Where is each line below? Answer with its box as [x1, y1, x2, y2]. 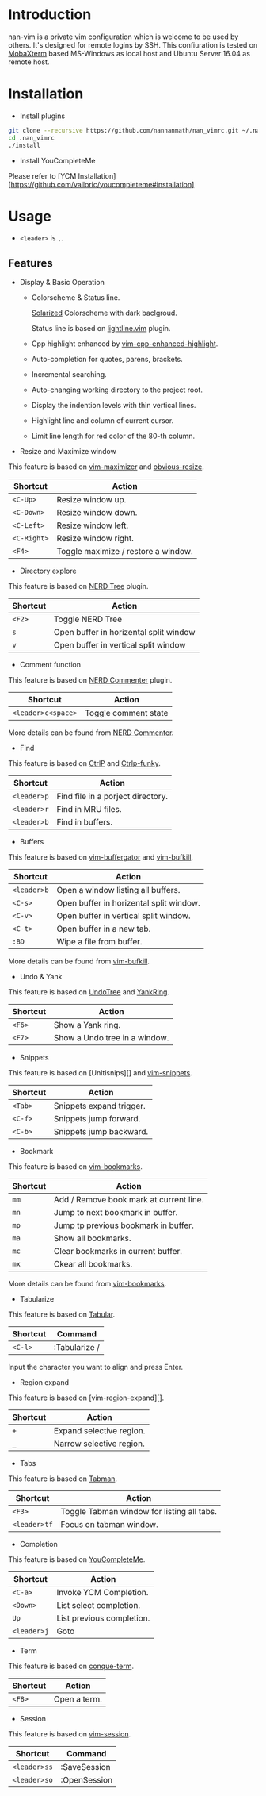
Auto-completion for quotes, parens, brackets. [31, 355, 184, 364]
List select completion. [56, 1600, 141, 1611]
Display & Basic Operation [19, 278, 105, 287]
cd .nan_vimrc [8, 133, 55, 142]
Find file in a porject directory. [56, 791, 169, 802]
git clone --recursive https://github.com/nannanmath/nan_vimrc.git [8, 126, 239, 134]
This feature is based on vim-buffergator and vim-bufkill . [8, 852, 194, 862]
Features [8, 256, 53, 270]
